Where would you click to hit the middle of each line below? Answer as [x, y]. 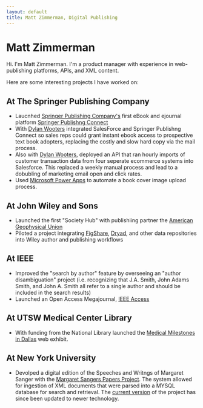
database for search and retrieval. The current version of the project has [105, 392]
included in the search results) [53, 292]
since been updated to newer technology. [67, 398]
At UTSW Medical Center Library [69, 318]
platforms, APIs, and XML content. [76, 71]
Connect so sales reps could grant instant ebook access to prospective [104, 135]
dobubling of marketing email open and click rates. [78, 174]
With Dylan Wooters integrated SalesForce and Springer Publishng [98, 129]
